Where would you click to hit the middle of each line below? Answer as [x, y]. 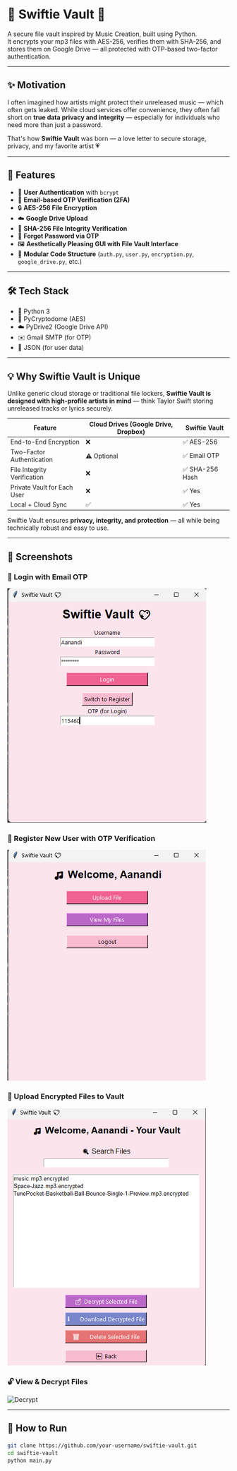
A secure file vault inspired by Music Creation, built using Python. [102, 34]
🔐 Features [31, 175]
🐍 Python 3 [34, 311]
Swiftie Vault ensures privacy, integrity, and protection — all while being [114, 521]
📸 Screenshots [40, 557]
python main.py [30, 1460]
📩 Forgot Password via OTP [58, 236]
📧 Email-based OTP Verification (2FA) [74, 200]
